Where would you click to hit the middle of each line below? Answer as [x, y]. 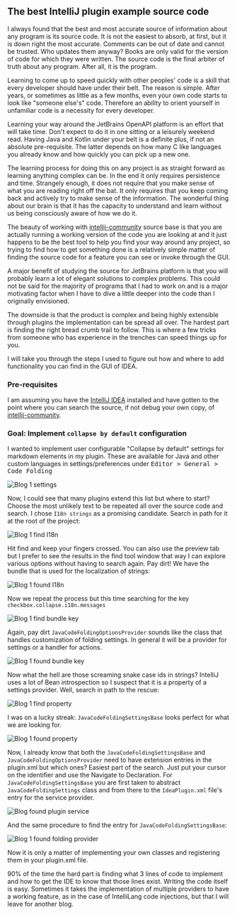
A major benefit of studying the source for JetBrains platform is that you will [118, 271]
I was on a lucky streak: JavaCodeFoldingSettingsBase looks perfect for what [118, 717]
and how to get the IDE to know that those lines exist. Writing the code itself [118, 882]
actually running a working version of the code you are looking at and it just [117, 234]
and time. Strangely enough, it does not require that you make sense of [111, 183]
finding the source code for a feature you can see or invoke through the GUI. [119, 257]
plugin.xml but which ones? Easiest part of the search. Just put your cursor [117, 767]
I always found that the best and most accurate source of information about [117, 28]
